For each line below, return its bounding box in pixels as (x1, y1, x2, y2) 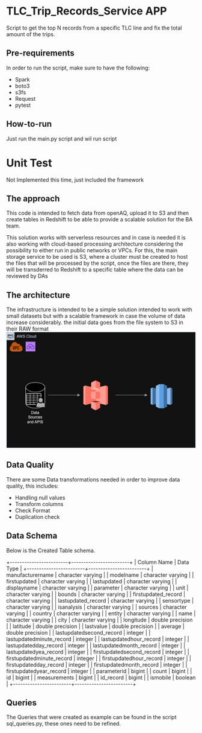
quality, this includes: (6, 482, 59, 489)
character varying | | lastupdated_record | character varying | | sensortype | (6, 597, 194, 604)
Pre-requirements (6, 48, 75, 59)
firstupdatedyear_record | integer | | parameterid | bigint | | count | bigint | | (6, 667, 192, 674)
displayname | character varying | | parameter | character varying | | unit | (6, 584, 189, 591)
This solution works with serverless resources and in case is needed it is (6, 234, 186, 241)
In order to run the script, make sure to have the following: (6, 64, 150, 71)
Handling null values (14, 493, 66, 501)
